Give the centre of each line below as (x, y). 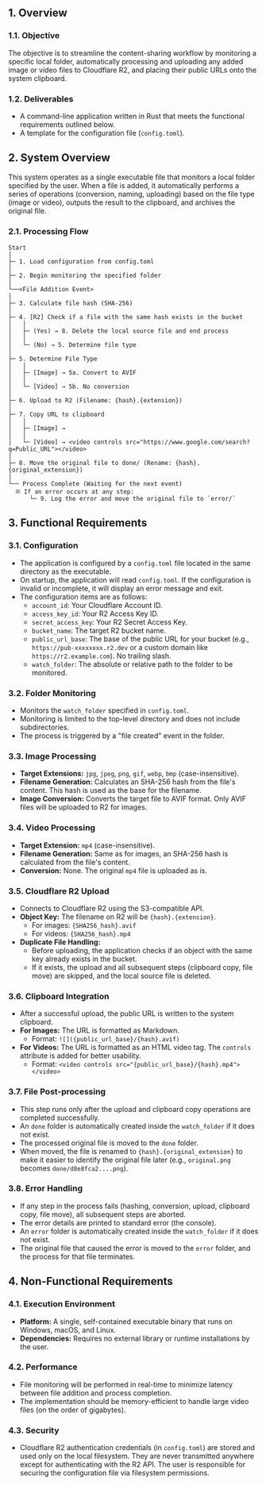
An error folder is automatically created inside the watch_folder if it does (139, 1231)
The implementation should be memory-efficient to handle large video (134, 1401)
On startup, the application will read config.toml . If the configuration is (135, 579)
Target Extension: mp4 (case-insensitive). (87, 845)
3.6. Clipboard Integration (59, 996)
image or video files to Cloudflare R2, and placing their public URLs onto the (132, 70)
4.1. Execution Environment (62, 1304)
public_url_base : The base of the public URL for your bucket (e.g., (140, 639)
